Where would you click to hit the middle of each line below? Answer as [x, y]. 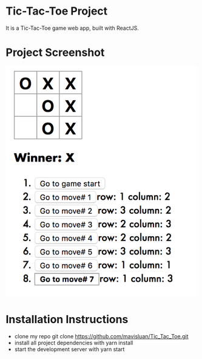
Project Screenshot [55, 53]
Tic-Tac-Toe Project [57, 11]
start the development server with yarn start [69, 349]
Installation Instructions [67, 320]
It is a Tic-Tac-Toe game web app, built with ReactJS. [72, 28]
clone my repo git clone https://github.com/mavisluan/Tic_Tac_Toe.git [101, 337]
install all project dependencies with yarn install [74, 343]
